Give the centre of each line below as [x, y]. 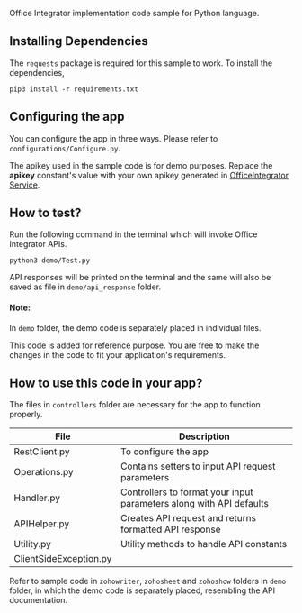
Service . [25, 185]
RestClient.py [42, 452]
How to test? [45, 213]
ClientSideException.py [63, 559]
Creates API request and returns [188, 518]
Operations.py [44, 472]
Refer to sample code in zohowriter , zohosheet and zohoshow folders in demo [148, 581]
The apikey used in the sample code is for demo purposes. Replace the [141, 165]
